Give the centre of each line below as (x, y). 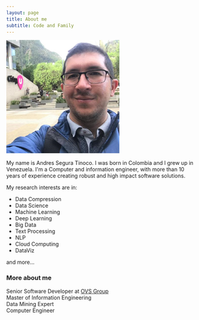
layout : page (23, 13)
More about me (29, 278)
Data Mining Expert (30, 304)
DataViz (25, 251)
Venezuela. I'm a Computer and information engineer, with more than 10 (96, 170)
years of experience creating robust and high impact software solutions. (96, 176)
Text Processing (35, 231)
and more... (21, 262)
